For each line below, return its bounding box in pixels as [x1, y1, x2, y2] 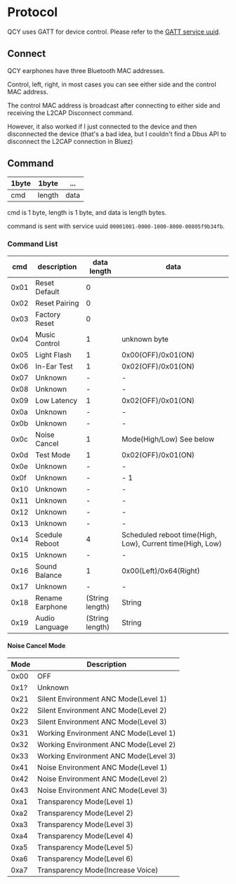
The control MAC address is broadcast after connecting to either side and [7, 101, 221, 110]
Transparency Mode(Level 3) [37, 819, 133, 829]
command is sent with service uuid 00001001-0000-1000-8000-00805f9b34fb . [7, 222, 225, 230]
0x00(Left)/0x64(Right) [122, 566, 200, 576]
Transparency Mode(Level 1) [37, 797, 133, 807]
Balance [34, 570, 63, 580]
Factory [34, 310, 61, 319]
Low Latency [34, 395, 78, 405]
